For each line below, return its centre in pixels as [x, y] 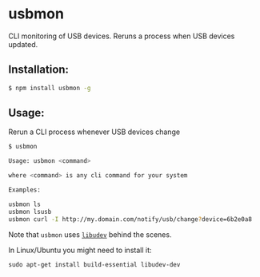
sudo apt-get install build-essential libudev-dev [94, 264]
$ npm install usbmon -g [50, 88]
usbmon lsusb [30, 212]
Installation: [39, 70]
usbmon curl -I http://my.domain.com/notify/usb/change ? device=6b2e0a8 [130, 219]
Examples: [25, 190]
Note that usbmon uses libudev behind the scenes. [90, 234]
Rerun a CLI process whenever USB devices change [94, 132]
